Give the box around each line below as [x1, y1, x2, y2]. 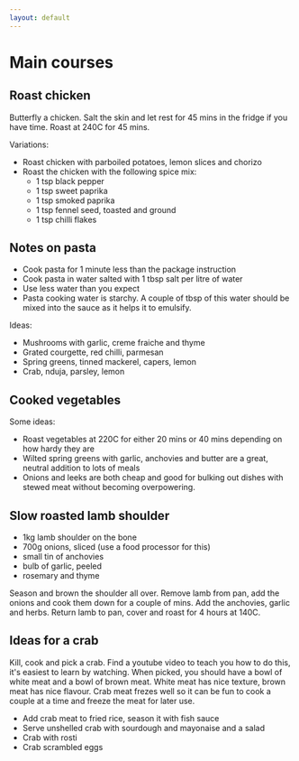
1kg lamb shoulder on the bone [22, 532, 138, 543]
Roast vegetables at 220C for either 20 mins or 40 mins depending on [22, 434, 283, 445]
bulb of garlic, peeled [22, 561, 102, 571]
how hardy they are [22, 443, 95, 454]
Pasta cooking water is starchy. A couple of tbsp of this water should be [22, 292, 290, 303]
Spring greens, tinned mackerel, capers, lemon [22, 357, 196, 367]
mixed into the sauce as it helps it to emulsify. [22, 302, 192, 313]
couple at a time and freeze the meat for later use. [9, 695, 195, 706]
